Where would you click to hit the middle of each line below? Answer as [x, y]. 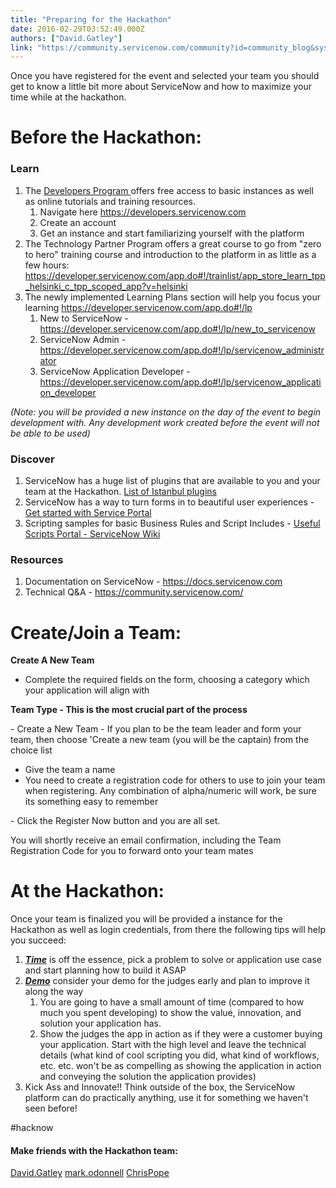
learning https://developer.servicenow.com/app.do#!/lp [138, 307]
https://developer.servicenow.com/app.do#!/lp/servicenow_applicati [180, 382]
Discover [32, 459]
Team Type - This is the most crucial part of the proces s [129, 710]
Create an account [78, 222]
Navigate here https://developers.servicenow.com [143, 212]
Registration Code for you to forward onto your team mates [132, 851]
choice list [31, 750]
